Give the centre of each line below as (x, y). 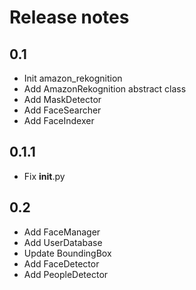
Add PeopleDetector (66, 274)
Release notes (69, 17)
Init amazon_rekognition (73, 78)
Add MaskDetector (62, 99)
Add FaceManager (62, 232)
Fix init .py (44, 176)
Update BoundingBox (67, 253)
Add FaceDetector (61, 263)
